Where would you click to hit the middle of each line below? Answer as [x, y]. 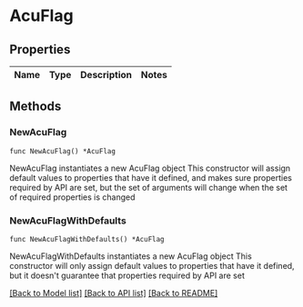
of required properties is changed [72, 197]
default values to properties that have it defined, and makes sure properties [151, 177]
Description [106, 75]
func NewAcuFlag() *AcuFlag [63, 151]
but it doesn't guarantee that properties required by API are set [127, 275]
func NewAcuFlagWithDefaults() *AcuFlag [87, 239]
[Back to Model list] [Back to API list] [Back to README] [114, 292]
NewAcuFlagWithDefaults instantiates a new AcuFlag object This [131, 256]
